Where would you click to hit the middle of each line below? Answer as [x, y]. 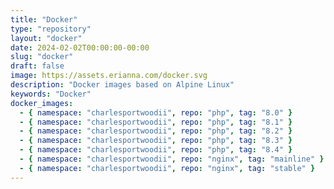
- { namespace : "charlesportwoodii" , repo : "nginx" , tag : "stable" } [167, 168]
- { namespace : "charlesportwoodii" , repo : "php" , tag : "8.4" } [156, 150]
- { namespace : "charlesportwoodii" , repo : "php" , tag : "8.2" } [156, 131]
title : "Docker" [44, 19]
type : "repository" [51, 29]
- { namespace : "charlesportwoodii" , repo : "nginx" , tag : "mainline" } [172, 159]
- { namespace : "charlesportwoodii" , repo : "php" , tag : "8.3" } [156, 141]
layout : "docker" [46, 38]
